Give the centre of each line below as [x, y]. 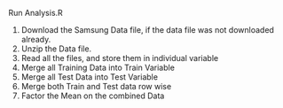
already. [36, 39]
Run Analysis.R [35, 13]
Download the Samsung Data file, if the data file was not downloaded [147, 30]
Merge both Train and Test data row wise [96, 86]
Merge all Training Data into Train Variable [98, 67]
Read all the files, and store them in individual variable [120, 58]
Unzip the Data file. [56, 49]
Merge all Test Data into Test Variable [90, 77]
